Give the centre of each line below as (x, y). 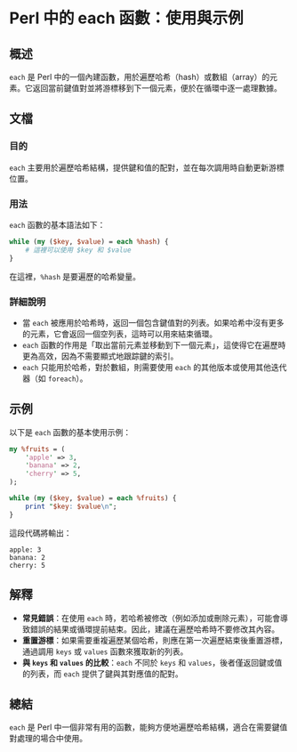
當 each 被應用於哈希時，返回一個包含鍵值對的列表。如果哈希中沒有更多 (153, 322)
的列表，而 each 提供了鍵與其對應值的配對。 (103, 674)
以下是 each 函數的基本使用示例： (70, 432)
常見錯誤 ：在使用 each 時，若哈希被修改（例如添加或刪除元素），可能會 (151, 618)
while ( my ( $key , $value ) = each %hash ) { (89, 241)
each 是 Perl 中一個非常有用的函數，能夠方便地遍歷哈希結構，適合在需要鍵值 (148, 727)
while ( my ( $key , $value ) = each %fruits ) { (93, 498)
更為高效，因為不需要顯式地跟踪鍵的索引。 (100, 356)
